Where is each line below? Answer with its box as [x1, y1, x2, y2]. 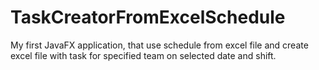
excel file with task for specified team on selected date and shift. [10, 49, 277, 61]
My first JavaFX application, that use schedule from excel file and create [10, 39, 309, 51]
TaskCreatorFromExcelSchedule [10, 6, 286, 29]
